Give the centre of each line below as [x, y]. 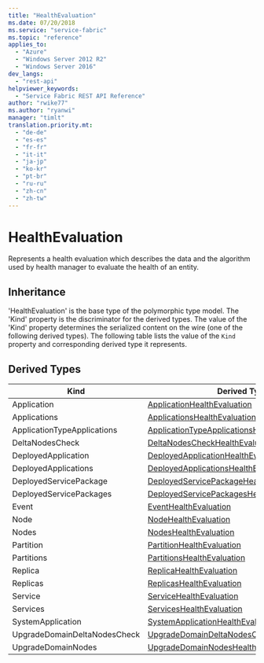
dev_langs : [26, 74]
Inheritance [37, 292]
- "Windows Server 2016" [56, 67]
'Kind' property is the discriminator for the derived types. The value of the [128, 319]
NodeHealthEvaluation [189, 520]
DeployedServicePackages [62, 494]
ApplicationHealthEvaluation [200, 404]
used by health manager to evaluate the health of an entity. [103, 267]
